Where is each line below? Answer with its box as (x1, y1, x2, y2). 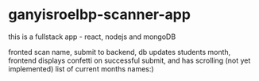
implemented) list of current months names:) (8, 64, 154, 73)
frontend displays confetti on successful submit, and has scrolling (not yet (8, 56, 251, 65)
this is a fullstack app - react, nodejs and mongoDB (8, 32, 176, 41)
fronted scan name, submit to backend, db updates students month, (8, 47, 231, 56)
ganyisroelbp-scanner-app (8, 6, 191, 24)
